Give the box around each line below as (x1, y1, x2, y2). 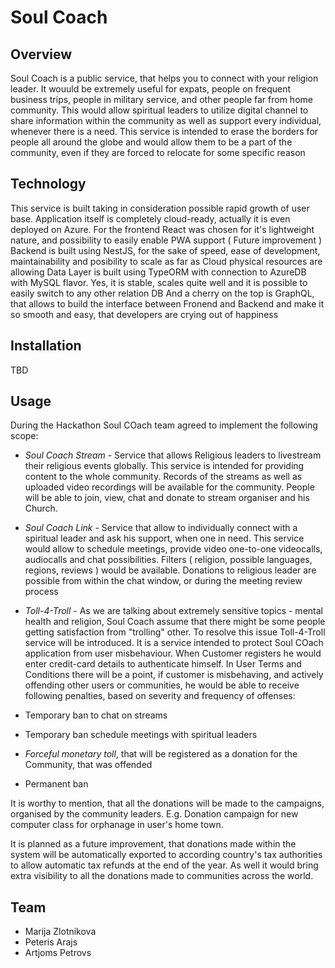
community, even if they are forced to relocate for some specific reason (10, 147, 306, 158)
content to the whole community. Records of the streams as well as (24, 471, 303, 483)
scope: (10, 430, 39, 442)
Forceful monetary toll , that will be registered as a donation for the (24, 748, 298, 760)
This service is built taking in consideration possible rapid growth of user (10, 202, 310, 214)
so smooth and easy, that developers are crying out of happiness (10, 308, 279, 320)
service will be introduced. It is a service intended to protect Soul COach (24, 637, 324, 649)
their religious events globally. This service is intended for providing (24, 460, 305, 472)
